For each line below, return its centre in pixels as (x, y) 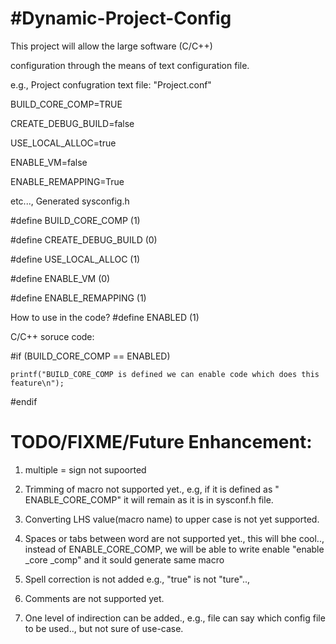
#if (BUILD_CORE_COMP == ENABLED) (90, 356)
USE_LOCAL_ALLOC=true (63, 143)
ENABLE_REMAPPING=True (67, 181)
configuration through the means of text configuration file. (130, 65)
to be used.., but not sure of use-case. (104, 628)
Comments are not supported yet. (94, 598)
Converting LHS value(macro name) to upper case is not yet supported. (172, 519)
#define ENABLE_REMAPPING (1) (78, 298)
